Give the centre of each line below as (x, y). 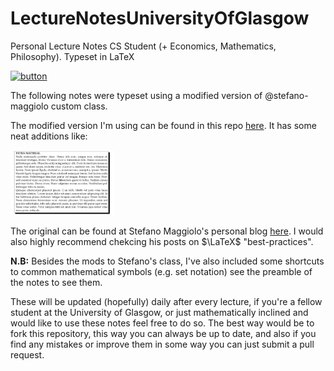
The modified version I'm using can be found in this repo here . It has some (163, 125)
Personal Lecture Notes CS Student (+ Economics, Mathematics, (143, 46)
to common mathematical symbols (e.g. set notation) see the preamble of (161, 272)
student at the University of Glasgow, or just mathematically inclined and (159, 313)
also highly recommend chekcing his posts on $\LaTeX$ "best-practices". (162, 242)
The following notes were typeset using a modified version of (136, 95)
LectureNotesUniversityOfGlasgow (160, 18)
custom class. (79, 106)
